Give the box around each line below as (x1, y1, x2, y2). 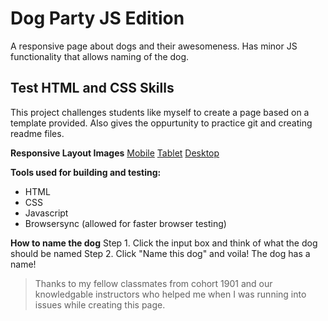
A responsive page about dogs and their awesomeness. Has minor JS (10, 40, 298, 52)
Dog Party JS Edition (10, 7, 185, 30)
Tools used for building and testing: (10, 166, 162, 178)
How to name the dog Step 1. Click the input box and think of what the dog (10, 237, 318, 249)
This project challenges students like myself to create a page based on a (10, 106, 310, 118)
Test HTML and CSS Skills (10, 80, 175, 97)
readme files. (10, 127, 65, 139)
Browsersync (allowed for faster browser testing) (24, 217, 227, 229)
